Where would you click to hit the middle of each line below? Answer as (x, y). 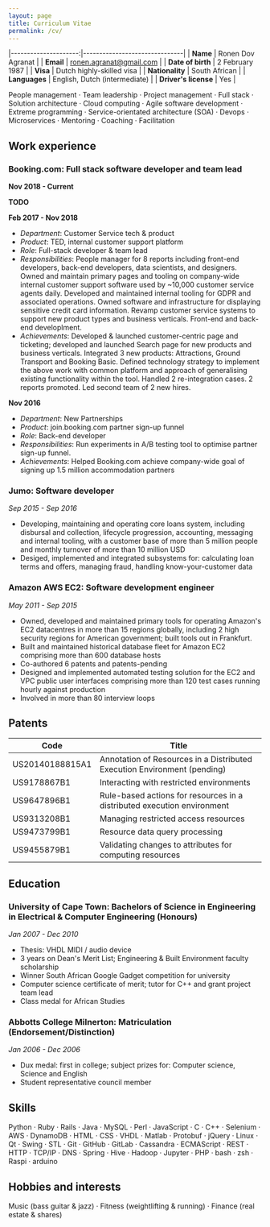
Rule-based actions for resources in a (171, 796)
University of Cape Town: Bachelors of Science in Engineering (132, 906)
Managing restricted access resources (172, 819)
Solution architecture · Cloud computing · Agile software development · (126, 104)
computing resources (140, 855)
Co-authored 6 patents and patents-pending (93, 663)
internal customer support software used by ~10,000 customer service (137, 285)
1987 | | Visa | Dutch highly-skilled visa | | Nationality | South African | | (127, 71)
